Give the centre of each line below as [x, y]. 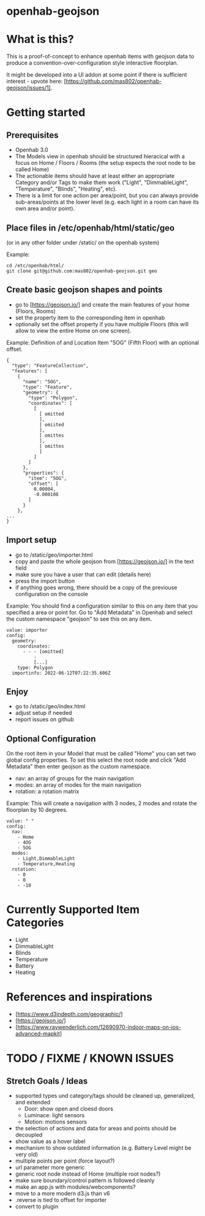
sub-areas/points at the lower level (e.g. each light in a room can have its [107, 202]
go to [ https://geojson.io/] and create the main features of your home [102, 304]
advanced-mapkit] [39, 1034]
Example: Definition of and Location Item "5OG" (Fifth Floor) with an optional [103, 342]
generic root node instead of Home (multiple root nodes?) [88, 1174]
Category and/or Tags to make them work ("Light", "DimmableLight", [102, 183]
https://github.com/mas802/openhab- [114, 82]
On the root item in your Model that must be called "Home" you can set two [101, 754]
